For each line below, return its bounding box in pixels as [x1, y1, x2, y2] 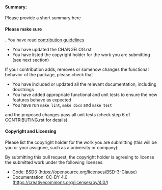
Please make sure [5, 26, 42, 32]
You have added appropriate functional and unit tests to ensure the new [12, 92, 158, 98]
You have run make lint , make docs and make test [12, 102, 112, 108]
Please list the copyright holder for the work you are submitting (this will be [5, 139, 157, 145]
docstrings [12, 87, 34, 93]
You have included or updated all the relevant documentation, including [12, 81, 157, 87]
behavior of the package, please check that [5, 72, 93, 78]
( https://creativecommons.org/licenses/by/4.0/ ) [12, 179, 109, 185]
